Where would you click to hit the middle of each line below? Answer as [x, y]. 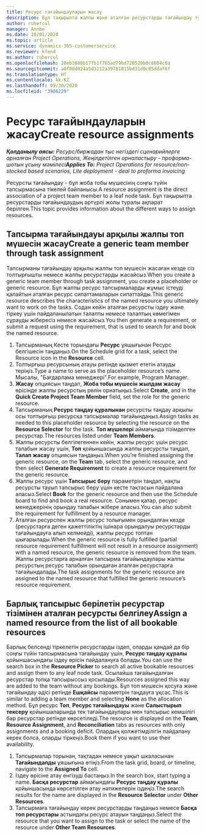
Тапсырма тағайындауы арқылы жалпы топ [95, 235]
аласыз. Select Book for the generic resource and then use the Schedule [106, 494]
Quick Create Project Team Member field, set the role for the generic [103, 397]
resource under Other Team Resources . [66, 827]
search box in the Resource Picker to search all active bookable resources [100, 666]
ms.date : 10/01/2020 [33, 35]
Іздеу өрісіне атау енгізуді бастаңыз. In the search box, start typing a [103, 776]
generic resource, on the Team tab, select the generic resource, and [101, 461]
